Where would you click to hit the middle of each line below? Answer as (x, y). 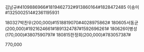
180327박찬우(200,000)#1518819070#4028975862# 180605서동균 (72, 23)
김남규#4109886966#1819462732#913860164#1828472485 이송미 (72, 7)
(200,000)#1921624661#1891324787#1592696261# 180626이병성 (71, 29)
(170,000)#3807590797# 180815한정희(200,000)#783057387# (68, 35)
